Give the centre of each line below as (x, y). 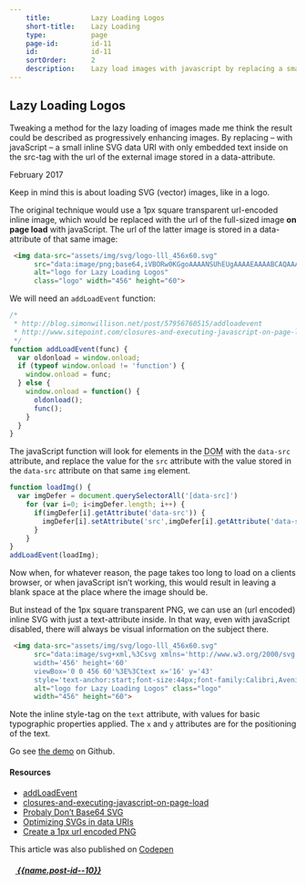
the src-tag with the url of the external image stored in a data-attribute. (143, 157)
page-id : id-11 (69, 43)
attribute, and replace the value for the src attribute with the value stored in (150, 461)
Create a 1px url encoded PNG (79, 831)
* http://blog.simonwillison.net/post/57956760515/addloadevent (138, 324)
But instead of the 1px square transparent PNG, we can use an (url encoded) (153, 610)
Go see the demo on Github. (62, 751)
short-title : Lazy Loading (83, 26)
